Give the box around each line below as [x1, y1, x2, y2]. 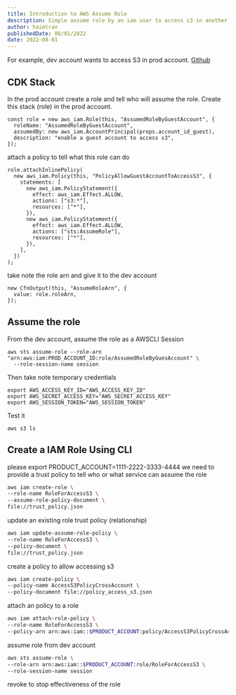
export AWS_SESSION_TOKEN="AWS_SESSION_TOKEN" [7, 399, 146, 406]
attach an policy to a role [7, 601, 79, 610]
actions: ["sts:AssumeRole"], [32, 228, 121, 235]
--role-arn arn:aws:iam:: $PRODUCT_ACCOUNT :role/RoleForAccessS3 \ [7, 661, 206, 668]
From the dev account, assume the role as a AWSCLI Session [7, 335, 184, 343]
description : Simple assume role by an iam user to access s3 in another [7, 17, 228, 24]
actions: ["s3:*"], [32, 197, 90, 204]
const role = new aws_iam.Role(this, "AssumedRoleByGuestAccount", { [7, 115, 216, 123]
